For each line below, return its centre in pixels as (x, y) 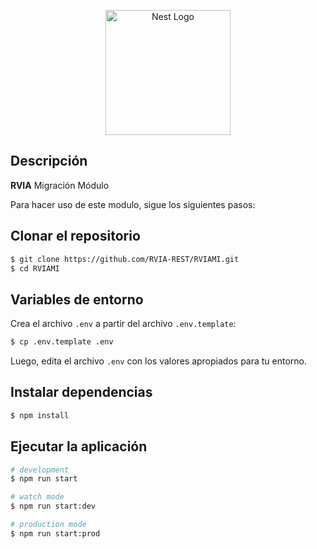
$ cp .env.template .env (62, 342)
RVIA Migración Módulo (60, 185)
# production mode (48, 525)
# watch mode (37, 497)
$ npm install (40, 415)
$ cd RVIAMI (35, 268)
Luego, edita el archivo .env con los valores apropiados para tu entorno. (159, 361)
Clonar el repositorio (75, 236)
